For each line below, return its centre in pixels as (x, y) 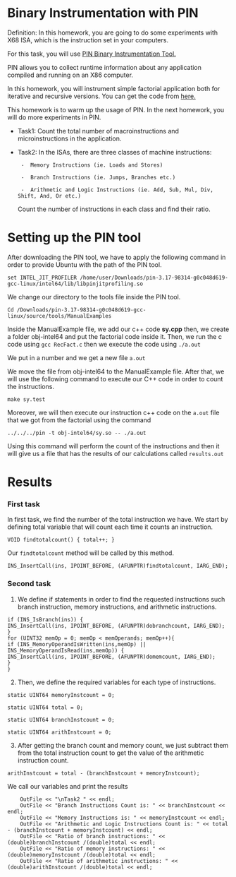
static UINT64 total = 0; (45, 708)
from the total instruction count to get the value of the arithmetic (111, 753)
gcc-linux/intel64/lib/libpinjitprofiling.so (75, 284)
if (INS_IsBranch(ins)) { (45, 619)
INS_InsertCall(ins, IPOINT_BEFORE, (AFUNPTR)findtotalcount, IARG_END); (118, 566)
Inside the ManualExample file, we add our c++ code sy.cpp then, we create (118, 329)
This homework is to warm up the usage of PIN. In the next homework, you (116, 109)
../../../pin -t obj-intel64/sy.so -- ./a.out (77, 433)
